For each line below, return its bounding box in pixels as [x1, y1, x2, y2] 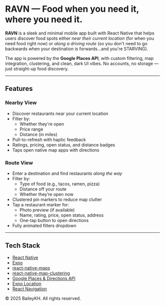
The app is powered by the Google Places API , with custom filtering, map [5, 55, 154, 61]
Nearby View [5, 99, 37, 106]
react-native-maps [12, 265, 51, 271]
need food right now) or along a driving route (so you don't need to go [5, 40, 148, 46]
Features [5, 84, 33, 93]
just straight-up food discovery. [5, 65, 69, 72]
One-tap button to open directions [19, 217, 89, 223]
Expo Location [12, 280, 42, 286]
